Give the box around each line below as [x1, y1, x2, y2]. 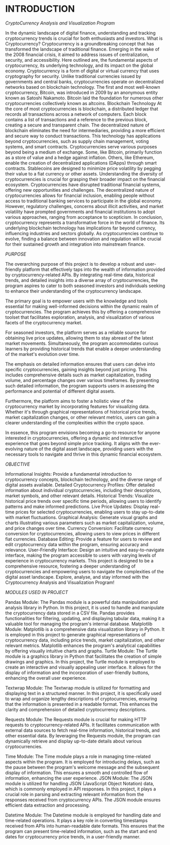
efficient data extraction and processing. [5, 802, 90, 808]
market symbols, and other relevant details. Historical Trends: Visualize [5, 493, 154, 499]
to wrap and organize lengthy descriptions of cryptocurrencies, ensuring [5, 696, 157, 702]
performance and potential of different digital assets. [5, 388, 116, 394]
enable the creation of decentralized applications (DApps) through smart [5, 160, 157, 166]
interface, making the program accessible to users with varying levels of [5, 552, 156, 558]
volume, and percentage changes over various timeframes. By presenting [5, 377, 159, 383]
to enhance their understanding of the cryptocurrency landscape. [5, 288, 143, 294]
